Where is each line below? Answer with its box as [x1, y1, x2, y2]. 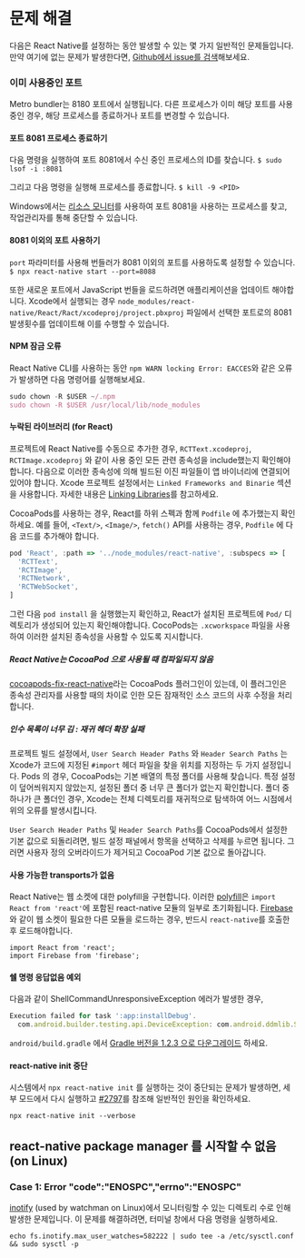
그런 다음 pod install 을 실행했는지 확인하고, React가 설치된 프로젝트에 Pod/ [9, 609, 283, 619]
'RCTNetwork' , [17, 574, 71, 583]
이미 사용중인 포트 [9, 76, 84, 89]
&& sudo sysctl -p [9, 1240, 79, 1249]
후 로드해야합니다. [9, 926, 74, 936]
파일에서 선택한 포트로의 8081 [185, 306, 292, 318]
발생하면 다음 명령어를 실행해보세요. [18, 373, 145, 384]
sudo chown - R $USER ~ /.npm [9, 391, 116, 401]
